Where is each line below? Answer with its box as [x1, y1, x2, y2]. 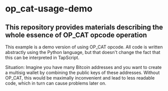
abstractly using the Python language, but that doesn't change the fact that [5, 49, 160, 55]
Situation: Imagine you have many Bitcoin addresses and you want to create [5, 64, 162, 70]
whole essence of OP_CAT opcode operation [5, 30, 147, 39]
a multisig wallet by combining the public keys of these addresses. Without [5, 69, 160, 75]
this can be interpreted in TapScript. [5, 54, 80, 60]
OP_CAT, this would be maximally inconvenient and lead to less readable [5, 75, 155, 80]
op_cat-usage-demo [5, 3, 93, 14]
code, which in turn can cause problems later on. [5, 80, 107, 86]
